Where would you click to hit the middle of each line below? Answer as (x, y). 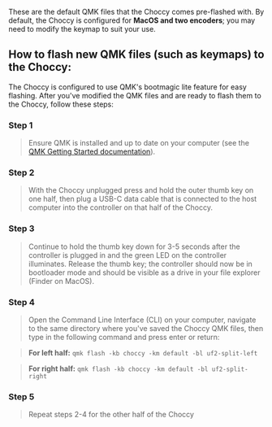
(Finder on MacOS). (61, 281)
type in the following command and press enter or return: (124, 337)
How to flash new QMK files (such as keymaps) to (136, 55)
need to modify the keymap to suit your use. (82, 29)
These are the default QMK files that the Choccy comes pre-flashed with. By (136, 12)
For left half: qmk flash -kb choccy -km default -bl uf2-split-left (143, 353)
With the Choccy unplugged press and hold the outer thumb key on (141, 190)
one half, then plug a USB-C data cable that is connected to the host (142, 199)
